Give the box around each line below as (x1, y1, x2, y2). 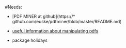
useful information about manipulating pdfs (12, 28, 98, 33)
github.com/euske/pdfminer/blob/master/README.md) (12, 19, 122, 24)
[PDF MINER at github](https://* (12, 14, 76, 19)
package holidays (12, 37, 47, 43)
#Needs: (5, 4, 22, 10)
